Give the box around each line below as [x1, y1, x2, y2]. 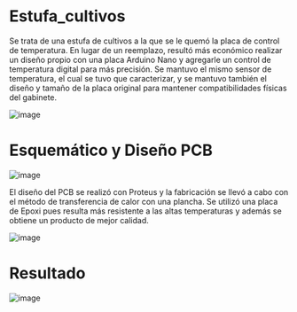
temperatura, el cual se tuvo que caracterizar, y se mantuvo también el [9, 73, 268, 83]
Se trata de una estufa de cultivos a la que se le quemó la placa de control [9, 35, 280, 46]
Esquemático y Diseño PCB [9, 140, 213, 160]
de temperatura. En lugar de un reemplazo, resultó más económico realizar [9, 44, 283, 55]
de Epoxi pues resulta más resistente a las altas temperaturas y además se [9, 206, 282, 216]
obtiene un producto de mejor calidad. [9, 214, 149, 225]
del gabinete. [9, 91, 58, 103]
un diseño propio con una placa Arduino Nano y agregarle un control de [9, 54, 272, 65]
